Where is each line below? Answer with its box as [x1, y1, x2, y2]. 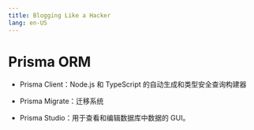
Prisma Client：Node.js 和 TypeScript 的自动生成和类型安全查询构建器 [19, 80, 247, 89]
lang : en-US [8, 19, 47, 27]
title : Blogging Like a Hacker [8, 11, 111, 20]
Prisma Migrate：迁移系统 [19, 96, 104, 106]
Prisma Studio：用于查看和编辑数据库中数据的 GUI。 [19, 113, 190, 123]
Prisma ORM [8, 53, 92, 71]
